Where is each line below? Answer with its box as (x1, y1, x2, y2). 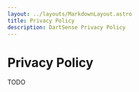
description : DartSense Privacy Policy (7, 24, 126, 31)
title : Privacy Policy (7, 17, 75, 24)
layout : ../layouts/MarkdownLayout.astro (7, 10, 133, 18)
